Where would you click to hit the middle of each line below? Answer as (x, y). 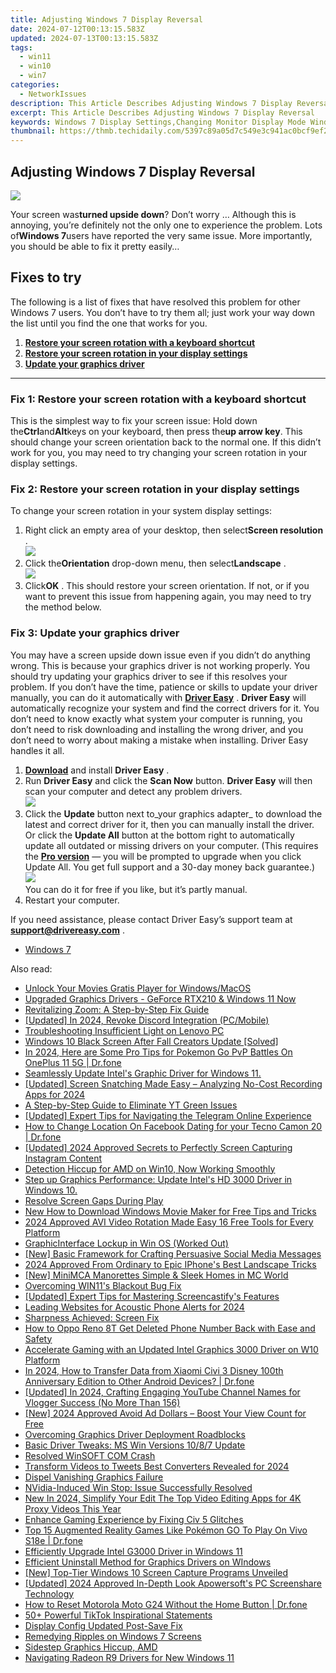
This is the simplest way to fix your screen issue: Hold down (134, 421)
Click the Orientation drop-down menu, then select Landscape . (155, 563)
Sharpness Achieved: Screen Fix (92, 1317)
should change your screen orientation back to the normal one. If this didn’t (166, 442)
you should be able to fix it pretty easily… (95, 246)
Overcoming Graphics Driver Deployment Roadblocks (135, 1434)
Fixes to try (46, 277)
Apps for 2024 (55, 1094)
